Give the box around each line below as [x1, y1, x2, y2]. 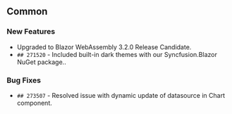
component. [16, 99, 52, 107]
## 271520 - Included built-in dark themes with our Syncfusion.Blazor [16, 50, 218, 58]
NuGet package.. [16, 58, 66, 66]
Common [6, 6, 48, 18]
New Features [6, 27, 56, 37]
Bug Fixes [6, 75, 42, 85]
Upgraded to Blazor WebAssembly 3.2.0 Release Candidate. [16, 42, 192, 51]
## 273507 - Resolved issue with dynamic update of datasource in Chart [16, 91, 225, 99]
